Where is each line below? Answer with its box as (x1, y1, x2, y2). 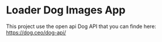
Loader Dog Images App (6, 3, 126, 17)
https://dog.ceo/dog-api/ (6, 29, 66, 36)
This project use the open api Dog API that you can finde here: (6, 23, 157, 30)
